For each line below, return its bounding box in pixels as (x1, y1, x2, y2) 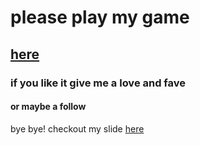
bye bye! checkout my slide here (10, 122, 145, 135)
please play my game (10, 6, 190, 29)
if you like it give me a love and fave (10, 76, 187, 90)
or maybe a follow (10, 101, 87, 113)
